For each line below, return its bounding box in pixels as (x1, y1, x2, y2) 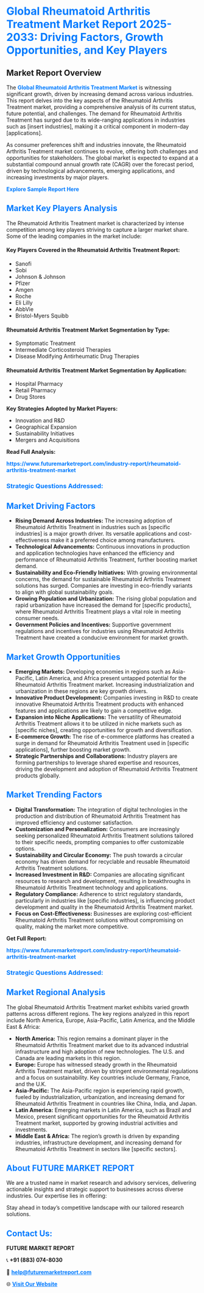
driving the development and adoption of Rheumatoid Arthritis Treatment (15, 765, 198, 772)
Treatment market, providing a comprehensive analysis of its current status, (6, 103, 197, 111)
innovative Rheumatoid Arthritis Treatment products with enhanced (15, 700, 184, 708)
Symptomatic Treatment (15, 339, 76, 347)
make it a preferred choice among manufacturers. (51, 536, 175, 544)
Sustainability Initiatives (15, 430, 75, 437)
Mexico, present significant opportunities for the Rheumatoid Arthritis (15, 1113, 189, 1120)
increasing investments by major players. (6, 174, 110, 181)
